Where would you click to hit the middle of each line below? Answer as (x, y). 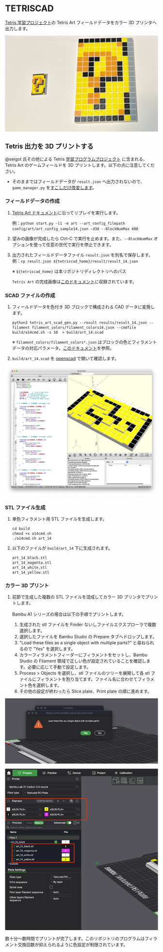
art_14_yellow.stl (31, 573)
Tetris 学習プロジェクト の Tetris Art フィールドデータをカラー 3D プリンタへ (81, 22)
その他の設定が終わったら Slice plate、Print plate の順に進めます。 (85, 691)
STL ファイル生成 (25, 507)
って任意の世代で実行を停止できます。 (76, 244)
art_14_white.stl (30, 568)
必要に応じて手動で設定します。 (59, 667)
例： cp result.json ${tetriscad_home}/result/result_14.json (75, 261)
